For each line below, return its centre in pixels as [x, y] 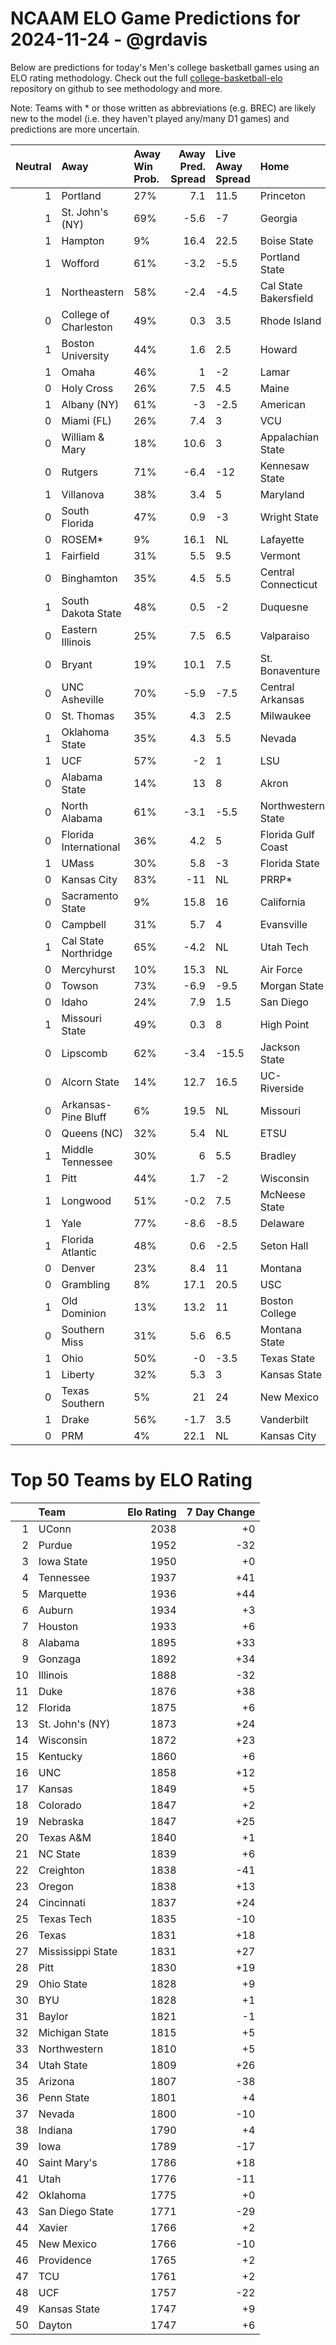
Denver [78, 1268]
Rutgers [79, 472]
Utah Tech [284, 947]
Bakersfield [286, 298]
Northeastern [93, 292]
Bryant [77, 664]
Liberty [78, 1374]
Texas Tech [65, 1919]
